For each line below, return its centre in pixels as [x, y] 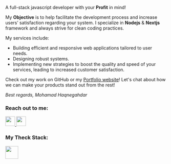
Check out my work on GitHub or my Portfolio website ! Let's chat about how [85, 79]
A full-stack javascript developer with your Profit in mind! [66, 7]
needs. [20, 53]
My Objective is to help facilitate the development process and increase [81, 17]
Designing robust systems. [41, 59]
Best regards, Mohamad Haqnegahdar [46, 95]
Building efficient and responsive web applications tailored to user [82, 48]
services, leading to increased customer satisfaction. [68, 69]
